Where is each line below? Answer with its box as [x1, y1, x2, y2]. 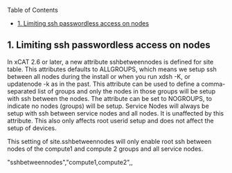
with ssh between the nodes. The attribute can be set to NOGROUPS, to [7, 94, 213, 102]
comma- [201, 80, 226, 88]
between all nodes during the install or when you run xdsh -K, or [7, 72, 190, 80]
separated [7, 86, 37, 95]
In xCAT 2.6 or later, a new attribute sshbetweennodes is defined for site [7, 57, 214, 66]
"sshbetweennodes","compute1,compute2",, [7, 158, 133, 166]
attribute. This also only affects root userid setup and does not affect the [7, 116, 215, 125]
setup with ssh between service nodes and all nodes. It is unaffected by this [7, 109, 224, 117]
